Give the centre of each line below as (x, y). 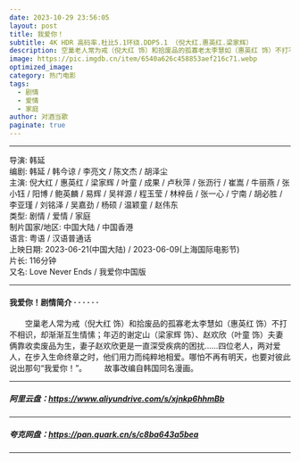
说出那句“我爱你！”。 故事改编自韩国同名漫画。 (104, 368)
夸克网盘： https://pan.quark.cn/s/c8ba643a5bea (104, 434)
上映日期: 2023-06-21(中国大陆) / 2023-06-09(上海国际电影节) (125, 249)
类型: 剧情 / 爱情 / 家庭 (50, 216)
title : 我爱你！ (37, 34)
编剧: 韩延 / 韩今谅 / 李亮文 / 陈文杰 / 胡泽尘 (88, 171)
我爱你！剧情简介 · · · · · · (54, 302)
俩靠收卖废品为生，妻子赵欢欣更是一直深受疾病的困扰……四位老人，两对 (142, 346)
